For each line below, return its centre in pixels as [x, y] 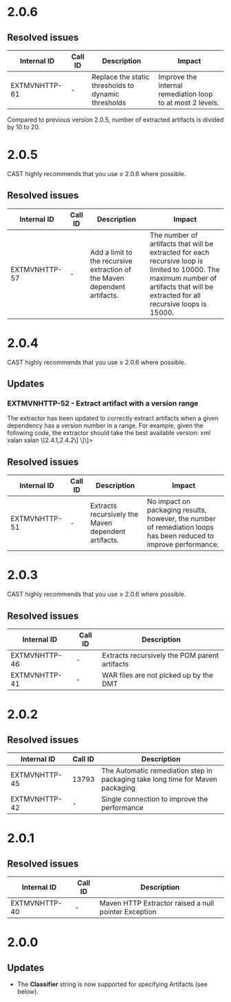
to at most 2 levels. [189, 103]
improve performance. [183, 544]
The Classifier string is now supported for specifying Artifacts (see [112, 984]
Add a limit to [111, 252]
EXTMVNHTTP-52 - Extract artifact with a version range [103, 403]
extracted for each [179, 252]
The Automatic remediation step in [157, 770]
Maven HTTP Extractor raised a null [157, 903]
